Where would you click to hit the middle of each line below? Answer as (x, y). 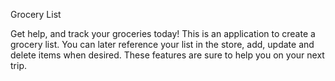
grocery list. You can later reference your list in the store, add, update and (162, 44)
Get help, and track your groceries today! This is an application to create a (163, 33)
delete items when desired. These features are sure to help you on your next (167, 55)
